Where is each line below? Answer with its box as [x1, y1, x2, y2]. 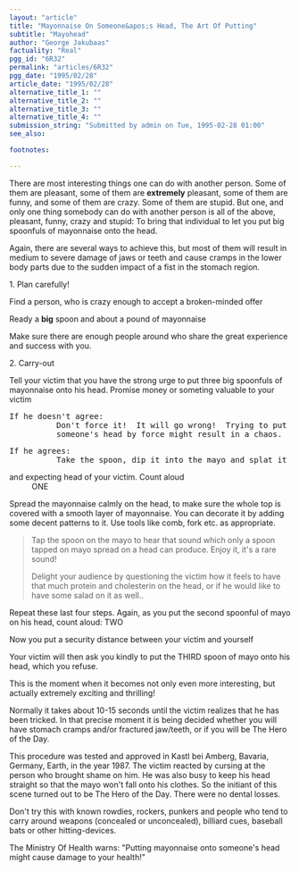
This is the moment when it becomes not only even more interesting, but [9, 678, 276, 689]
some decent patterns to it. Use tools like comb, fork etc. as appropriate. [9, 517, 277, 528]
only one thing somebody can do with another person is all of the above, [9, 206, 276, 217]
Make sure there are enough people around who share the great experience [9, 331, 288, 341]
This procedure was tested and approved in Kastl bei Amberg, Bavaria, [9, 750, 270, 761]
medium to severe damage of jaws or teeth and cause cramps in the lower [9, 252, 283, 263]
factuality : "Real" [9, 46, 82, 55]
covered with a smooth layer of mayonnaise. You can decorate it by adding [9, 507, 285, 518]
